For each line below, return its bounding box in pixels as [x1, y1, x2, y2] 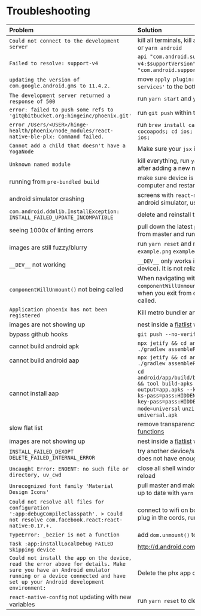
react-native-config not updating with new [9, 593, 132, 601]
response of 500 [9, 98, 56, 105]
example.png [137, 248, 172, 255]
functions [137, 427, 165, 435]
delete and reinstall [137, 210, 191, 219]
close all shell [137, 464, 176, 472]
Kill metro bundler [137, 308, 188, 317]
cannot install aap [9, 389, 59, 397]
